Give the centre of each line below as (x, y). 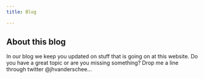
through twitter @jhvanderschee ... (49, 69)
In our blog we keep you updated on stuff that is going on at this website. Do (102, 57)
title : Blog (21, 12)
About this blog (36, 42)
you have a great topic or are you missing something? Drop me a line (92, 63)
